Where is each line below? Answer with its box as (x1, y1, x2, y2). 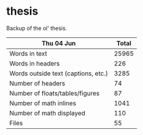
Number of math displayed (9, 109, 86, 117)
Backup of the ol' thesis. (6, 24, 68, 32)
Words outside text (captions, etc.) (9, 69, 108, 78)
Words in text (9, 49, 47, 57)
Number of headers (9, 79, 66, 87)
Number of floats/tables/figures (9, 89, 100, 97)
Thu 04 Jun (41, 38, 76, 47)
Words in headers (9, 59, 60, 68)
